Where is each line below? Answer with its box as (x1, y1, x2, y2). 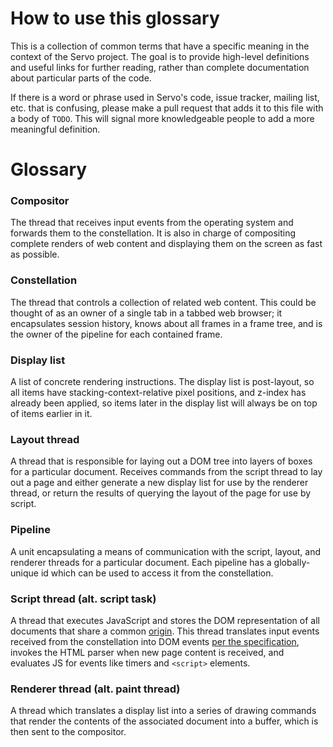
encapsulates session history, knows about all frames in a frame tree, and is (10, 317, 323, 329)
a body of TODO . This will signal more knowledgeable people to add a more (10, 112, 315, 124)
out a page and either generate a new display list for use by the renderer (10, 477, 309, 489)
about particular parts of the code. (10, 72, 152, 84)
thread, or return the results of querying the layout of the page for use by (10, 487, 312, 499)
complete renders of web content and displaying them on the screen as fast (10, 238, 323, 250)
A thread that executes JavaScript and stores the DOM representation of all (10, 614, 320, 626)
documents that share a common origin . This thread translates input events (10, 625, 320, 637)
